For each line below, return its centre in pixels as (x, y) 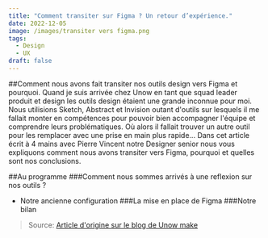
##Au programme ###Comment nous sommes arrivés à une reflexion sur (130, 176)
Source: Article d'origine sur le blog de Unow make (113, 225)
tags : (17, 38)
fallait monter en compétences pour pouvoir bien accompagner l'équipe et (132, 118)
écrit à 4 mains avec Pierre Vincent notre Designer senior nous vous (122, 144)
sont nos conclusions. (45, 161)
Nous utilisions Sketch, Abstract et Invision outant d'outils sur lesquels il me (134, 109)
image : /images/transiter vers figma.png (79, 31)
